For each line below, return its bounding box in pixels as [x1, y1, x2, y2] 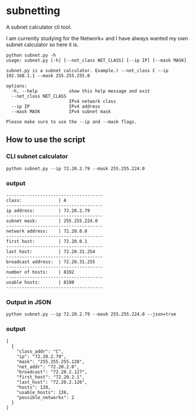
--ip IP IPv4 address [11, 104, 101, 109]
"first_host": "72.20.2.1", [16, 374, 85, 380]
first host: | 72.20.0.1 [6, 238, 88, 244]
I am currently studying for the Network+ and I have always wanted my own [6, 35, 188, 42]
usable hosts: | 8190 [6, 279, 75, 285]
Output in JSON [6, 298, 51, 306]
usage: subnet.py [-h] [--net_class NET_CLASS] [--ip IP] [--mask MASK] [6, 57, 187, 63]
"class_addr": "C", [16, 348, 64, 355]
